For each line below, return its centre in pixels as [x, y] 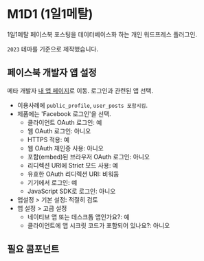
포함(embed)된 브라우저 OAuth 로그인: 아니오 [88, 157]
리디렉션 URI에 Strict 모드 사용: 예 [73, 165]
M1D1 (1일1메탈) [50, 14]
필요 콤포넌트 [33, 249]
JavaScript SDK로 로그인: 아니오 [71, 191]
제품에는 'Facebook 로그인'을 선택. [64, 113]
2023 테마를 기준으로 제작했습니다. [53, 49]
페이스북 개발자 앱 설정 [52, 73]
